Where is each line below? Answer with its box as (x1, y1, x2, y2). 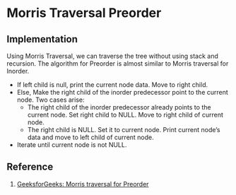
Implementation (6, 33, 78, 45)
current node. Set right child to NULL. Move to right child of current (27, 111, 223, 119)
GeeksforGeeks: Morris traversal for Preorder (16, 179, 149, 188)
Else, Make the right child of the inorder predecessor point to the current (16, 88, 229, 96)
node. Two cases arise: (16, 95, 85, 104)
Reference (6, 161, 54, 173)
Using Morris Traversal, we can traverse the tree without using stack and (6, 52, 218, 60)
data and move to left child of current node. (27, 133, 155, 141)
